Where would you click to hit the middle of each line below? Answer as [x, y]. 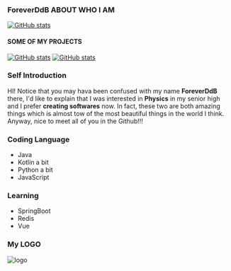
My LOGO [24, 244]
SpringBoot [34, 211]
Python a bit [35, 170]
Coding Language [39, 139]
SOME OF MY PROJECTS [45, 41]
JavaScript [33, 178]
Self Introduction [37, 76]
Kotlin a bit [33, 162]
